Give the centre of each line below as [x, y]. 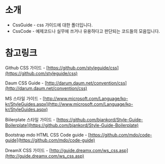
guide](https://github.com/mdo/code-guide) [50, 140]
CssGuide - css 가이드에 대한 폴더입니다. [53, 25]
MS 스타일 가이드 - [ [25, 98]
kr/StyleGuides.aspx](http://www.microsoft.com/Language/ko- [69, 104]
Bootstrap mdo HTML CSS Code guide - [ [48, 135]
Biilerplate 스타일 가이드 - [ [31, 119]
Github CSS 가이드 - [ [27, 68]
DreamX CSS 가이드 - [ [28, 150]
